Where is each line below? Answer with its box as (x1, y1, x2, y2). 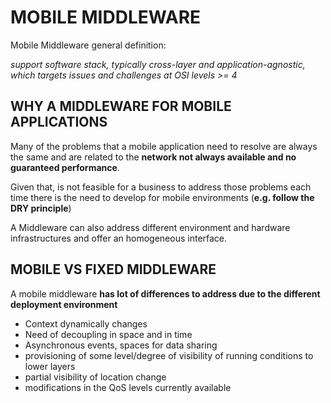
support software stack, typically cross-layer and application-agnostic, (10, 58, 306, 70)
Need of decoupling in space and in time (24, 328, 193, 340)
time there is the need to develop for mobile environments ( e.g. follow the (10, 191, 315, 203)
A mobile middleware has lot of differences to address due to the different (10, 287, 321, 300)
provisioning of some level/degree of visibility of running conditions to (24, 349, 314, 361)
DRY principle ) (10, 202, 72, 214)
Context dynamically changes (24, 317, 148, 330)
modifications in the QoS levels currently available (24, 381, 232, 393)
